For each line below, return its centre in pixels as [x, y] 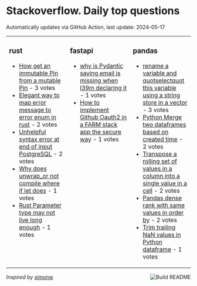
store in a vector [165, 102]
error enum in [38, 117]
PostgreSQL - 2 [41, 154]
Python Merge [162, 117]
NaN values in [162, 234]
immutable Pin [39, 73]
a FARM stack [99, 125]
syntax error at [39, 139]
